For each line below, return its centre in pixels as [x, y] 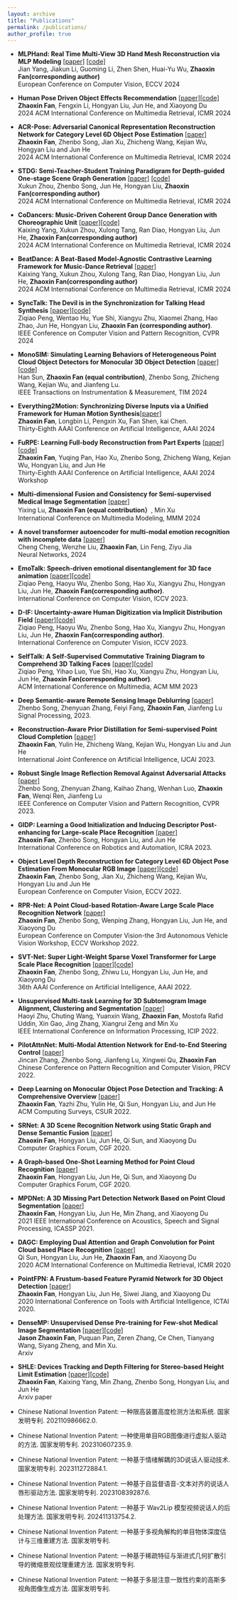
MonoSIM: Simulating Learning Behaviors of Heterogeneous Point [117, 355]
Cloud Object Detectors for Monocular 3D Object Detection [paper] [118, 362]
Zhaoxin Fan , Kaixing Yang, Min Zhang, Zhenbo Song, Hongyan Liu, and [123, 1382]
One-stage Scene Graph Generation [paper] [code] [94, 179]
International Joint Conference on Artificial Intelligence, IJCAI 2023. [117, 760]
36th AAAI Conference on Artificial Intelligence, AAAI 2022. [104, 987]
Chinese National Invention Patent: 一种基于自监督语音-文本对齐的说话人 [123, 1484]
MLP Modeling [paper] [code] [61, 62]
